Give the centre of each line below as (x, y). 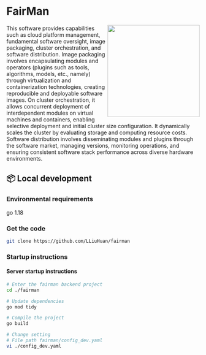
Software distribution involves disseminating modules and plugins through (100, 139)
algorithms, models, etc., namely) (48, 74)
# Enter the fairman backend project (55, 284)
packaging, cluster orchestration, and (54, 48)
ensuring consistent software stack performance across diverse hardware (100, 152)
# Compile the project (35, 318)
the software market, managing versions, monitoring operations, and (93, 145)
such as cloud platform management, (53, 34)
